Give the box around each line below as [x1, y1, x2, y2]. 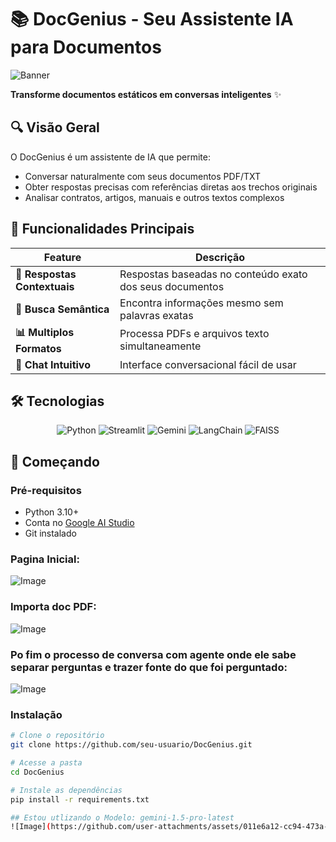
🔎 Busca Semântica [15, 302, 110, 316]
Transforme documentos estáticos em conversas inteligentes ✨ [10, 88, 282, 100]
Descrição [195, 250, 246, 264]
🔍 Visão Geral [10, 119, 100, 136]
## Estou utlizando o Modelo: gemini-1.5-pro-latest [10, 812, 235, 823]
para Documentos [10, 36, 162, 59]
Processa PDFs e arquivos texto [119, 327, 270, 341]
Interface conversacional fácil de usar [119, 357, 297, 371]
